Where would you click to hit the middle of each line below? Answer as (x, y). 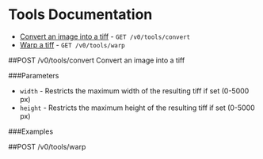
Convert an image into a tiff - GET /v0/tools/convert (105, 36)
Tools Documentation (80, 15)
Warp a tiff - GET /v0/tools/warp (72, 44)
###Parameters (34, 75)
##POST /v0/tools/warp (47, 146)
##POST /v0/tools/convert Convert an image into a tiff (97, 60)
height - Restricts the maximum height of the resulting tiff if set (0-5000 (137, 108)
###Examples (31, 131)
